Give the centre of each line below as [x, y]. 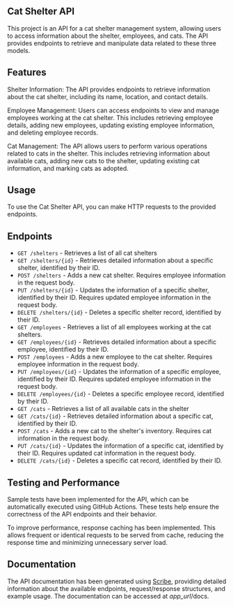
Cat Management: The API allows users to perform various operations [107, 146]
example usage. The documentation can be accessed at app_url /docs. [108, 596]
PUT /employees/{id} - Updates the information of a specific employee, [119, 372]
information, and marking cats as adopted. [68, 168]
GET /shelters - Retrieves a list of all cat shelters [87, 253]
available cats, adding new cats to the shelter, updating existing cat [104, 160]
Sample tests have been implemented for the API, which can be [98, 500]
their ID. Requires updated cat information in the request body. [106, 454]
